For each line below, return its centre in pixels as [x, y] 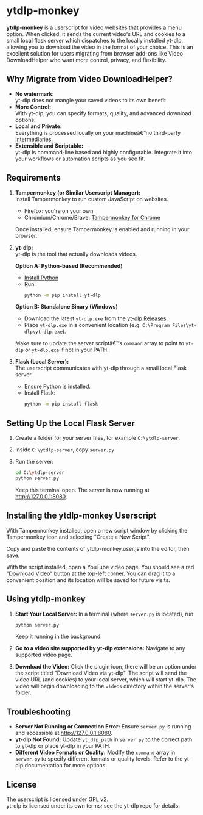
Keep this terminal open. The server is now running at [82, 490]
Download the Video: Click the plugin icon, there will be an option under [106, 667]
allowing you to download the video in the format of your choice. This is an [100, 47]
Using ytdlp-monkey [46, 599]
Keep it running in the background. [58, 637]
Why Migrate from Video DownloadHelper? [90, 79]
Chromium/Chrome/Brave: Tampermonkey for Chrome [92, 217]
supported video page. [44, 655]
